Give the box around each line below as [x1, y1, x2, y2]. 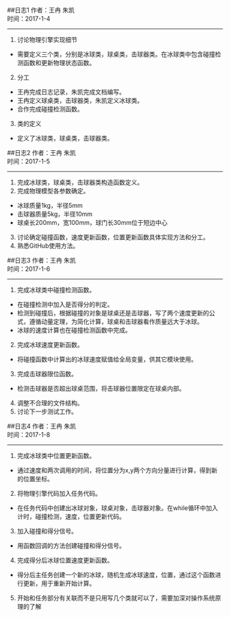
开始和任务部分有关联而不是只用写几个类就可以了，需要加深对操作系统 [16, 594, 216, 602]
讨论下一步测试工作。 [16, 407, 77, 415]
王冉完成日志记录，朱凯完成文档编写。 [16, 88, 125, 96]
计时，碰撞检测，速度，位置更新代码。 [16, 513, 125, 520]
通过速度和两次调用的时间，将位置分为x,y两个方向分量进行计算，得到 [16, 466, 212, 474]
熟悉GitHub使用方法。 [16, 242, 79, 250]
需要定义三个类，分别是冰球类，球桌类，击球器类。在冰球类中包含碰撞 [16, 50, 216, 58]
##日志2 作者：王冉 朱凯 [7, 149, 77, 156]
